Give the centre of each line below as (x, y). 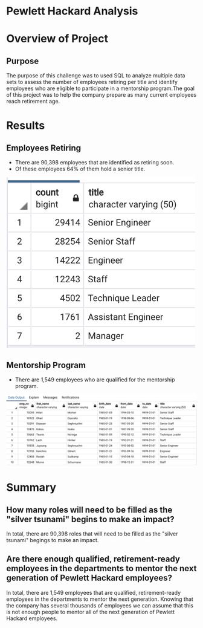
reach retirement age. (33, 102)
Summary (31, 487)
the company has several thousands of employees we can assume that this (100, 605)
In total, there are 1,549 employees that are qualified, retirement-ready (94, 592)
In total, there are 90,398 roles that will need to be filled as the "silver (92, 534)
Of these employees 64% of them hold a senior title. (80, 169)
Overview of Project (57, 39)
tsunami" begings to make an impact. (53, 540)
